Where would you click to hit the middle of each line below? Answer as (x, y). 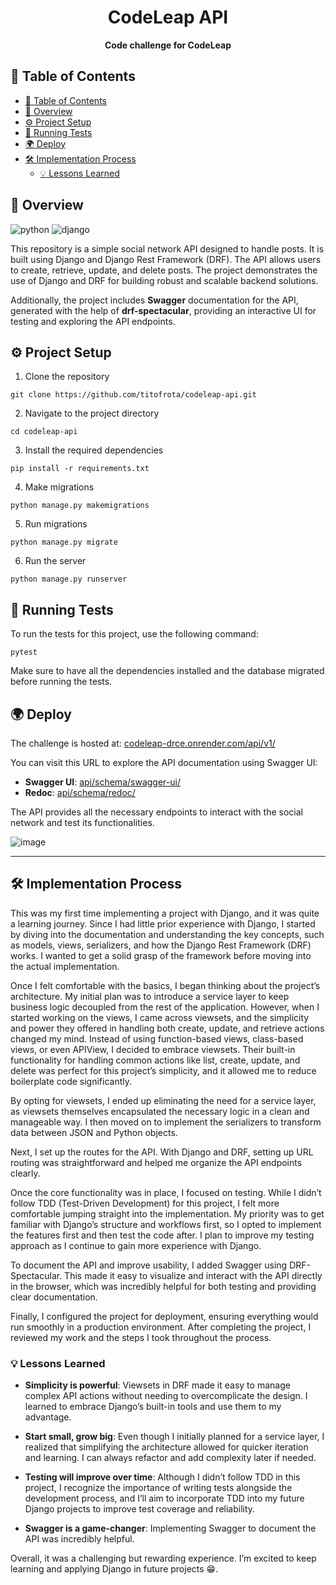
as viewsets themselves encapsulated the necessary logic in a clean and (160, 1111)
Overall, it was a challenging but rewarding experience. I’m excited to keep (163, 1558)
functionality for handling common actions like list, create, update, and (155, 1060)
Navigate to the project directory (92, 413)
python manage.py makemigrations (80, 506)
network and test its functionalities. (82, 822)
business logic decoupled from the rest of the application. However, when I (165, 1007)
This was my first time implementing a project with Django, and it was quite (165, 913)
